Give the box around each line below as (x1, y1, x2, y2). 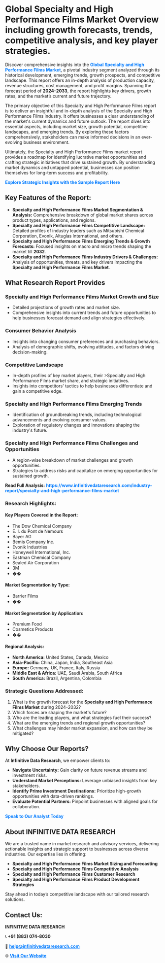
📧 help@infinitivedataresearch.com (5, 943, 80, 949)
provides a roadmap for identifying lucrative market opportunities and (5, 154, 146, 160)
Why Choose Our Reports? (5, 745, 89, 753)
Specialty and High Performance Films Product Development (12, 876, 139, 883)
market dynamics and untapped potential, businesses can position (5, 164, 140, 171)
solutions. (5, 896, 25, 902)
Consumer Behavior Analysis (5, 327, 76, 334)
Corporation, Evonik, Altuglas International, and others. (12, 233, 124, 239)
